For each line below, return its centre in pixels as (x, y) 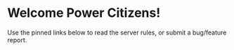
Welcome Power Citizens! (84, 13)
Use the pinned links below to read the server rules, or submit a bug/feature (117, 32)
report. (17, 39)
